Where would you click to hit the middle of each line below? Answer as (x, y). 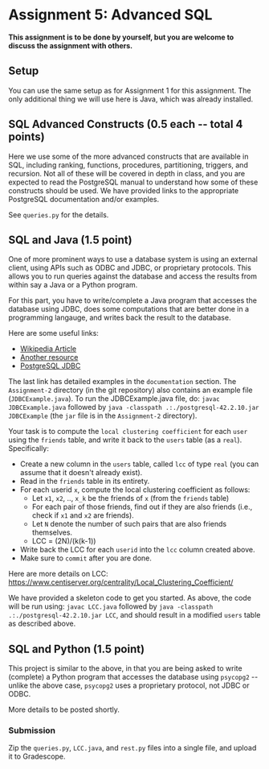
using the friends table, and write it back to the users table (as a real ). (125, 440)
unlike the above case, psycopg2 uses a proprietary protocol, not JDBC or (129, 685)
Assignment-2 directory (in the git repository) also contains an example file (130, 390)
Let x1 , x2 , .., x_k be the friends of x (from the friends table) (130, 498)
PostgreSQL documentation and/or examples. (84, 199)
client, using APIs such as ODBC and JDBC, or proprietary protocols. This (130, 268)
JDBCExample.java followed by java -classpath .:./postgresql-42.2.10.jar (134, 407)
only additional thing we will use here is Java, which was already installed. (131, 99)
